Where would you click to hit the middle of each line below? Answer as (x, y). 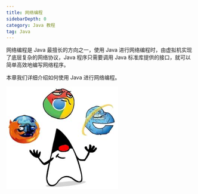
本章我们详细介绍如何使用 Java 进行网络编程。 (63, 78)
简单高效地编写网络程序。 (38, 65)
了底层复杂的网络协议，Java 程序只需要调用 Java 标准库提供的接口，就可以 (98, 57)
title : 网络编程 (24, 13)
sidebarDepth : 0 (26, 19)
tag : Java (18, 32)
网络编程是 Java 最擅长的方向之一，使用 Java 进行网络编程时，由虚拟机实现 (99, 50)
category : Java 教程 (31, 25)
